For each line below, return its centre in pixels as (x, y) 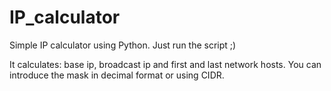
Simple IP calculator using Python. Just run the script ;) (123, 45)
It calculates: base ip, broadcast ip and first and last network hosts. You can (165, 64)
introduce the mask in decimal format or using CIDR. (117, 75)
